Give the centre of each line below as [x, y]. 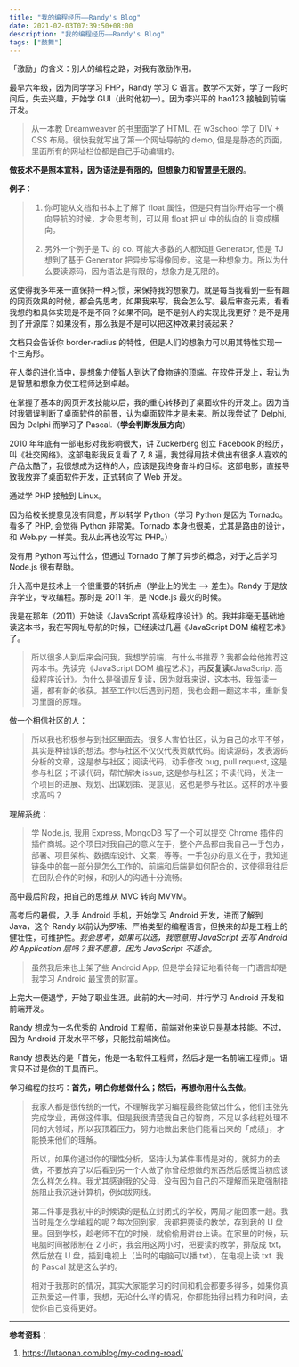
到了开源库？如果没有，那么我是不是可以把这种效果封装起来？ [122, 324]
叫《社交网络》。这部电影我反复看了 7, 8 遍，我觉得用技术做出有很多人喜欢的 [148, 455]
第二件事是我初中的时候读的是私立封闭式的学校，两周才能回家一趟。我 [160, 1211]
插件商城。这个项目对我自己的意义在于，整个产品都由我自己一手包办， [160, 844]
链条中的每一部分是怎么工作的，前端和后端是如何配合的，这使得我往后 [160, 866]
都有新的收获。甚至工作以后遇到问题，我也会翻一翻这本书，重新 [164, 691]
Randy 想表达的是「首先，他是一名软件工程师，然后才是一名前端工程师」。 [145, 1058]
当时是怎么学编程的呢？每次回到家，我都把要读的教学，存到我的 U [152, 1222]
